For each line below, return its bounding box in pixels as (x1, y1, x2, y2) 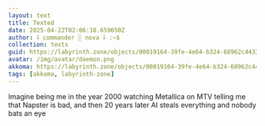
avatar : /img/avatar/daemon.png (8, 56, 114, 64)
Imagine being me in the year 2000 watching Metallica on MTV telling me (8, 91, 246, 101)
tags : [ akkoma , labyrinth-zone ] (8, 70, 114, 78)
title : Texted (8, 19, 55, 27)
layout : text (8, 11, 51, 20)
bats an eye (8, 108, 47, 118)
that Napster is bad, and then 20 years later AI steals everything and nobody (8, 100, 256, 109)
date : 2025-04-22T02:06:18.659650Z (8, 26, 125, 34)
